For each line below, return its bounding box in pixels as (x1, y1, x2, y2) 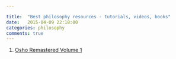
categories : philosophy (6, 25, 65, 31)
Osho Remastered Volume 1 (14, 47, 82, 54)
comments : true (6, 30, 44, 36)
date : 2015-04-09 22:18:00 (6, 19, 78, 25)
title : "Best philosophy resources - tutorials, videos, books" (6, 14, 171, 19)
